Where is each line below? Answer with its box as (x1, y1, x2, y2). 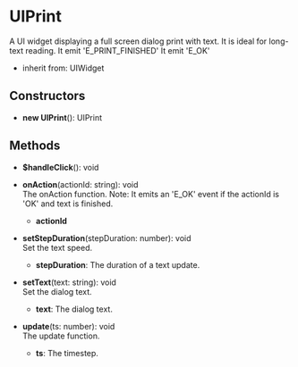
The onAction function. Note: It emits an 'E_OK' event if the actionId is (21, 188, 280, 199)
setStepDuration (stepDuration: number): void (21, 232, 192, 243)
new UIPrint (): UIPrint (21, 112, 103, 122)
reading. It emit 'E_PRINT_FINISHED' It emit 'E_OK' (25, 45, 210, 55)
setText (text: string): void (21, 277, 116, 288)
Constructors (9, 88, 86, 104)
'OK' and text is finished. (21, 198, 114, 209)
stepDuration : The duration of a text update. (35, 259, 200, 270)
